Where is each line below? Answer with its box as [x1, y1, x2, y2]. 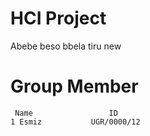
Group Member [10, 75, 139, 98]
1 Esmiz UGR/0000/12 [10, 117, 141, 127]
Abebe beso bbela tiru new [10, 40, 122, 52]
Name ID [14, 108, 118, 118]
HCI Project [10, 7, 107, 30]
